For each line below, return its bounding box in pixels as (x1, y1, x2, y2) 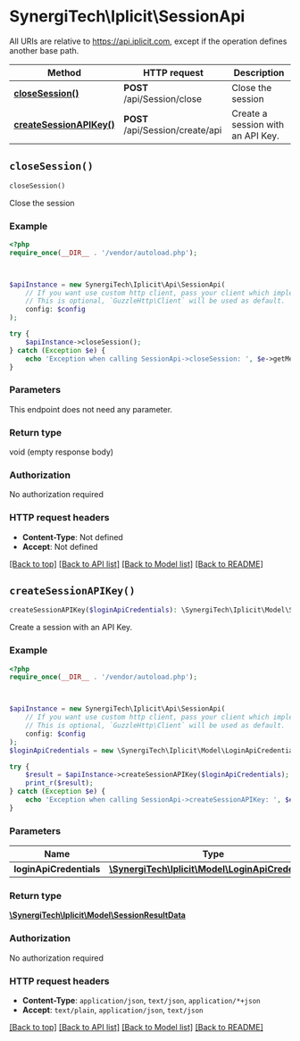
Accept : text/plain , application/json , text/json (21, 1004, 204, 1015)
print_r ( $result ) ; (25, 779, 94, 787)
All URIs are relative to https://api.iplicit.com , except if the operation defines (9, 36, 287, 46)
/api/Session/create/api (123, 123, 222, 136)
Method (47, 66, 82, 79)
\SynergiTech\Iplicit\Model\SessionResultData (9, 910, 186, 920)
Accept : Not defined (21, 541, 98, 552)
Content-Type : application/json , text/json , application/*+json (21, 995, 261, 1006)
